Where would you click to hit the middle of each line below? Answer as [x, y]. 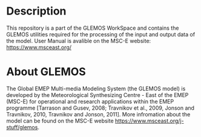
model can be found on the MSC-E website [60, 121]
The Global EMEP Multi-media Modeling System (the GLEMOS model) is [96, 89]
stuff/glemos [22, 127]
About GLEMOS [46, 72]
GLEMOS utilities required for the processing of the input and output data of [101, 34]
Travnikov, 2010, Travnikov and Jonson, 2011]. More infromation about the [98, 114]
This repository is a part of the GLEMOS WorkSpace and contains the [93, 28]
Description [36, 11]
